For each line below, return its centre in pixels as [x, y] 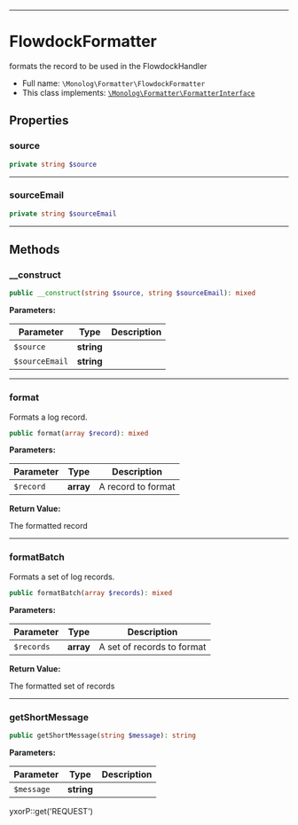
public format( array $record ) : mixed [79, 433]
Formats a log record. [48, 417]
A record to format [137, 487]
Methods [35, 250]
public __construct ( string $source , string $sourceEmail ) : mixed [132, 294]
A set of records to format [153, 647]
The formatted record [49, 526]
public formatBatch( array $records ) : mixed [91, 593]
